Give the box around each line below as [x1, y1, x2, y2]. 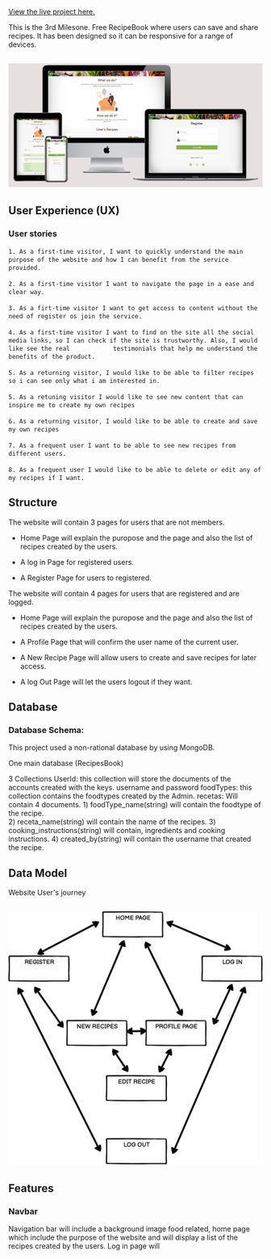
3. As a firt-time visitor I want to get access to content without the [8, 304, 258, 312]
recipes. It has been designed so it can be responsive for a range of [8, 32, 234, 40]
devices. [8, 40, 37, 49]
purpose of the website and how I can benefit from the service [8, 255, 229, 263]
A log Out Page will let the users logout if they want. [19, 676, 193, 686]
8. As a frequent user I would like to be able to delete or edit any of [8, 465, 262, 474]
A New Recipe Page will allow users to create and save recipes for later [19, 652, 256, 662]
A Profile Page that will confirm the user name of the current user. [19, 637, 240, 646]
